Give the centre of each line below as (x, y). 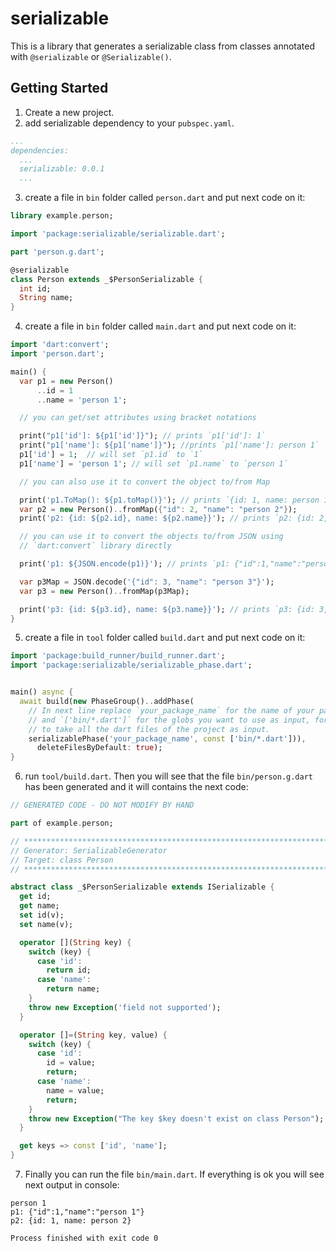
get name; (39, 906)
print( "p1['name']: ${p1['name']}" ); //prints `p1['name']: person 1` (169, 445)
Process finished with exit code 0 (84, 1238)
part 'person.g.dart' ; (57, 252)
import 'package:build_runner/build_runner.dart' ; (118, 656)
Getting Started (59, 88)
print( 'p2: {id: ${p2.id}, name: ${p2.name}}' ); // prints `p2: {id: (167, 518)
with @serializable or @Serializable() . (91, 56)
